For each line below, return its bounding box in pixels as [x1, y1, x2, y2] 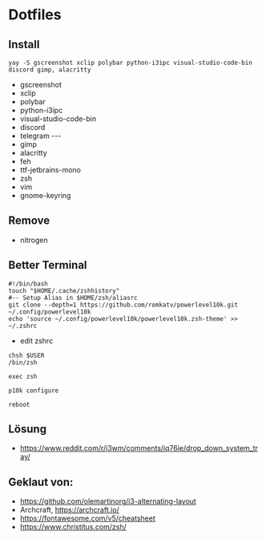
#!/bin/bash [8, 279, 48, 288]
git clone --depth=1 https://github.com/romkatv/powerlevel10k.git [8, 301, 239, 309]
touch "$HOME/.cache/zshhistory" [8, 286, 120, 294]
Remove [8, 214, 50, 228]
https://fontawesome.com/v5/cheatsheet [19, 513, 156, 523]
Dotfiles [8, 6, 62, 24]
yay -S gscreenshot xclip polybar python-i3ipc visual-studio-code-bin [8, 59, 252, 67]
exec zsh [8, 372, 38, 380]
